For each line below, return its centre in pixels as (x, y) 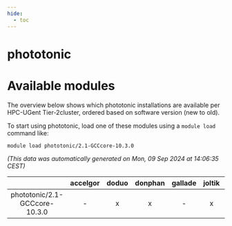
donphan (150, 182)
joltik (212, 182)
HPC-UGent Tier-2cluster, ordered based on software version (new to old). (113, 112)
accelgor (85, 182)
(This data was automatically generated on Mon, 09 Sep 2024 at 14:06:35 (113, 158)
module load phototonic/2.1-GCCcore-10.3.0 (71, 146)
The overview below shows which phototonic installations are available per (114, 105)
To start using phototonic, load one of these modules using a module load (112, 126)
